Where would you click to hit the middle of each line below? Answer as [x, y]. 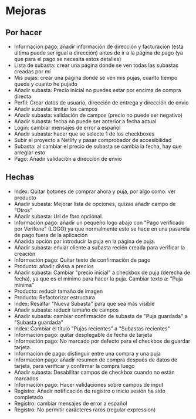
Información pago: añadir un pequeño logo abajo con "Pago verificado [99, 222]
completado [28, 397]
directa [23, 96]
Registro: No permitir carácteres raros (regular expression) [85, 410]
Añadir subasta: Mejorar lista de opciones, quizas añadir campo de [95, 204]
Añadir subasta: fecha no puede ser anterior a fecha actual [85, 121]
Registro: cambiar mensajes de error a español [70, 403]
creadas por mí [32, 71]
